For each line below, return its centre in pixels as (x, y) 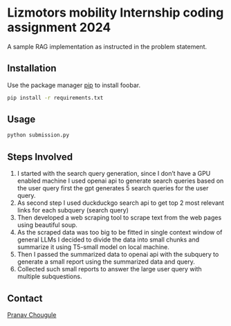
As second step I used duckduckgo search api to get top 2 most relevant (121, 203)
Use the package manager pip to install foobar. (74, 85)
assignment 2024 (59, 27)
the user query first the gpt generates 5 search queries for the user (113, 188)
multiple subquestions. (49, 277)
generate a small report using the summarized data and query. (106, 262)
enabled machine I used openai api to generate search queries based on (120, 181)
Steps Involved (40, 157)
